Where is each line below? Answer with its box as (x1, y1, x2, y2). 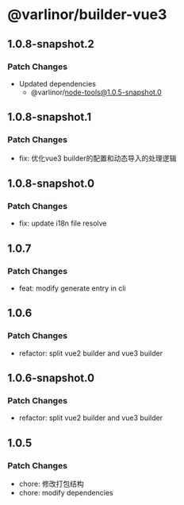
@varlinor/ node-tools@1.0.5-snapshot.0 (30, 87, 162, 97)
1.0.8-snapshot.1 (7, 110, 92, 124)
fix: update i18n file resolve (18, 218, 108, 228)
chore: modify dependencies (18, 488, 113, 497)
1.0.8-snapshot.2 (7, 37, 94, 51)
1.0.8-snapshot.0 (7, 176, 95, 190)
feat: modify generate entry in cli (18, 283, 126, 293)
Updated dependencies (18, 79, 97, 88)
